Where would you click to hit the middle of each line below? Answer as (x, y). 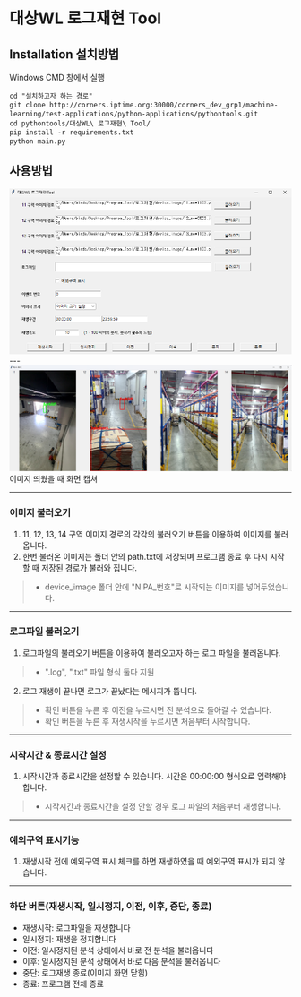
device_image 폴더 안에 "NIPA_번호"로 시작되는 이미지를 (144, 587)
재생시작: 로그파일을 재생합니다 (77, 927)
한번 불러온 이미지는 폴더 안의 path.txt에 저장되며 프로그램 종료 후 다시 (145, 556)
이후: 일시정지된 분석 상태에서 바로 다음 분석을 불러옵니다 (121, 961)
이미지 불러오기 (40, 513)
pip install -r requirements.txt (72, 133)
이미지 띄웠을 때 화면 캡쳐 (54, 479)
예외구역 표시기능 (44, 840)
